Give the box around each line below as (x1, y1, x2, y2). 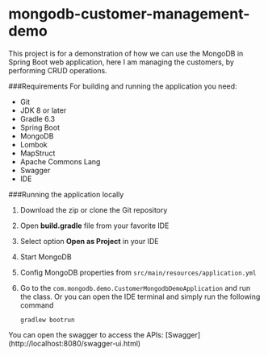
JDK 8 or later (19, 106, 67, 115)
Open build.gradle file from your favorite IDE (19, 221, 170, 230)
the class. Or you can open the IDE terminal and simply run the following (19, 292, 261, 301)
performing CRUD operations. (8, 65, 107, 75)
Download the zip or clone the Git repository (19, 205, 168, 214)
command (19, 300, 54, 310)
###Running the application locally (8, 189, 124, 199)
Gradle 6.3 (19, 114, 55, 123)
